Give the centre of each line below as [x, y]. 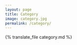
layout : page [18, 10]
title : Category [22, 14]
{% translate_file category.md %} [39, 37]
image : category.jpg [26, 19]
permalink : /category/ [28, 23]
